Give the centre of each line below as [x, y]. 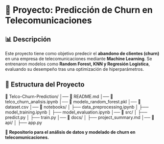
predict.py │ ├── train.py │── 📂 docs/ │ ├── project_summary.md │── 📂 [80, 117]
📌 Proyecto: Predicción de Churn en [79, 10]
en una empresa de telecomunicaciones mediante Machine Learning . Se [79, 59]
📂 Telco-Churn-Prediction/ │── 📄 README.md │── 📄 [59, 96]
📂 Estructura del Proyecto [45, 85]
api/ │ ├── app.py [24, 122]
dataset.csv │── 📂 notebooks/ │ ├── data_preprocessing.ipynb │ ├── [77, 107]
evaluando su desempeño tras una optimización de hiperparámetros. [75, 69]
